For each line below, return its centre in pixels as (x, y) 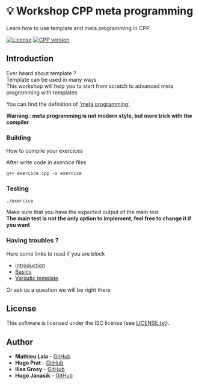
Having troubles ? (32, 241)
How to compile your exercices (44, 151)
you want (18, 225)
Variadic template (37, 278)
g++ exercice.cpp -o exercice (44, 174)
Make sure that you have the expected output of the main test (83, 212)
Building (19, 138)
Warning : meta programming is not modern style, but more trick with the (99, 115)
